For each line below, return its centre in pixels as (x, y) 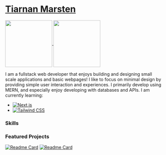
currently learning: (24, 95)
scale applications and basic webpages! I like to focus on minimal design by (83, 79)
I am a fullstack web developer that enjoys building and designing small (79, 74)
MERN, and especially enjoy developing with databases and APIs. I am (77, 90)
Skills (12, 123)
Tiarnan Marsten (40, 9)
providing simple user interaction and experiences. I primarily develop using (83, 84)
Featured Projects (27, 137)
